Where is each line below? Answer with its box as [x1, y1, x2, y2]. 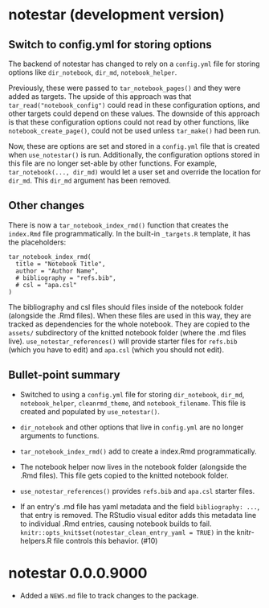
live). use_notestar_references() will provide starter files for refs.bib [8, 336, 238, 346]
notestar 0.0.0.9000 [8, 564, 148, 582]
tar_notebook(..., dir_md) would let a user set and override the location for [8, 167, 261, 176]
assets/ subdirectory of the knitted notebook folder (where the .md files [8, 327, 247, 337]
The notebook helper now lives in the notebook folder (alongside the [19, 462, 247, 471]
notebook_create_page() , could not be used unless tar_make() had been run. [8, 126, 261, 135]
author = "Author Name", [15, 267, 99, 275]
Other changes [8, 199, 85, 212]
